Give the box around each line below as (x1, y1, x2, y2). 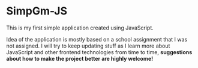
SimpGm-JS (6, 4, 68, 18)
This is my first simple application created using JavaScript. (6, 24, 154, 31)
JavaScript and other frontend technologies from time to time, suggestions (6, 48, 193, 55)
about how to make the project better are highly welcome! (6, 55, 154, 62)
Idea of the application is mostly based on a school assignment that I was (6, 36, 188, 43)
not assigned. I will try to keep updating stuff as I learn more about (6, 42, 170, 49)
